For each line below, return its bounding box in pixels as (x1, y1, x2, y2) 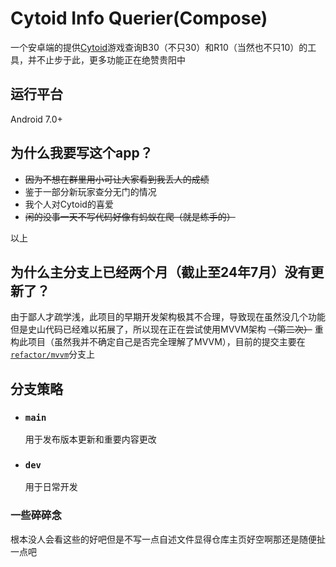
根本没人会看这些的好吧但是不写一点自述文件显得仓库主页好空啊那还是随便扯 (10, 533, 326, 545)
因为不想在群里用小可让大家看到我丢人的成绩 (24, 173, 210, 185)
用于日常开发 (24, 481, 78, 493)
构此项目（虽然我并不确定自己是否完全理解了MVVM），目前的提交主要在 (10, 336, 306, 348)
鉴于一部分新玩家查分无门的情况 (24, 185, 157, 197)
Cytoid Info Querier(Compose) (10, 7, 268, 30)
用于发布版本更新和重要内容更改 (24, 433, 157, 446)
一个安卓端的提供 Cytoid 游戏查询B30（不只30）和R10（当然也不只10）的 (10, 41, 308, 53)
